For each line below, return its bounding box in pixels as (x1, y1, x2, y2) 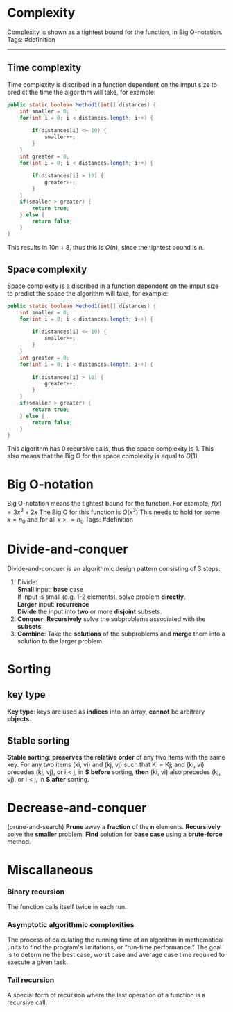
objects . (7, 714, 31, 723)
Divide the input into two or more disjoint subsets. (17, 607, 162, 616)
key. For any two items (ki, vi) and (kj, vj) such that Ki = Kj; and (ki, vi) (7, 760, 205, 769)
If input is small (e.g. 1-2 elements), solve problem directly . (17, 593, 186, 601)
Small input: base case (17, 585, 84, 593)
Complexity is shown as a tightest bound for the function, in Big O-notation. (7, 28, 223, 36)
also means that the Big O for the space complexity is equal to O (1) (7, 452, 198, 460)
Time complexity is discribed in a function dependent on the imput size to (7, 80, 217, 88)
